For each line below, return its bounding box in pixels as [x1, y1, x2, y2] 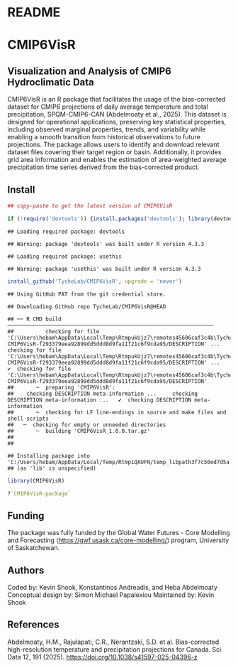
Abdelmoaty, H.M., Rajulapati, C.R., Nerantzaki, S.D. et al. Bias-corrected [7, 637, 220, 646]
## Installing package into [7, 452, 91, 459]
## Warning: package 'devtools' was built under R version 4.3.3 [7, 240, 204, 247]
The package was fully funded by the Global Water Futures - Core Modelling [7, 529, 230, 537]
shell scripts [7, 415, 50, 422]
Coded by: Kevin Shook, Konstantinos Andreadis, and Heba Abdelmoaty [7, 583, 218, 591]
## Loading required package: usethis [7, 253, 122, 260]
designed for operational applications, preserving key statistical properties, [7, 118, 227, 126]
